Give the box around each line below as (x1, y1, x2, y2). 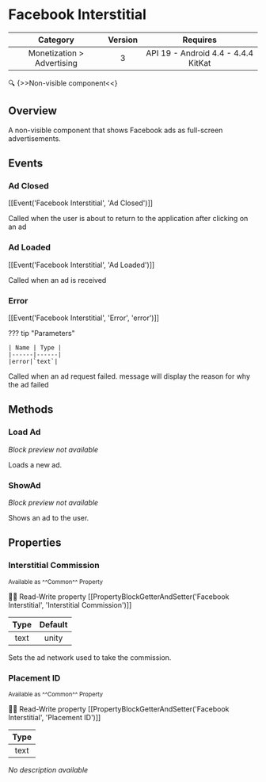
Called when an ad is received (8, 275, 107, 284)
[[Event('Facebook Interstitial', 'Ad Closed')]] (8, 198, 153, 208)
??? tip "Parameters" (8, 329, 75, 338)
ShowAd (8, 479, 41, 490)
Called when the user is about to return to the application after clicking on (8, 214, 249, 223)
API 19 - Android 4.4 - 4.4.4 (146, 48, 254, 59)
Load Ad (8, 426, 41, 437)
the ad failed (8, 380, 49, 390)
